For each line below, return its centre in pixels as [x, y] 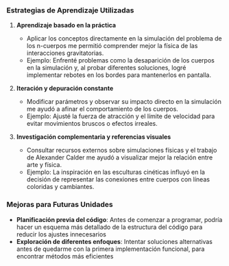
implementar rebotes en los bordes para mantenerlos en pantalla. [119, 75]
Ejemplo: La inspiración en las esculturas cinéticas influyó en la [116, 172]
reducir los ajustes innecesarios [61, 234]
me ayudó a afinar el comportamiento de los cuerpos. [103, 109]
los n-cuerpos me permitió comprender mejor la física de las [112, 46]
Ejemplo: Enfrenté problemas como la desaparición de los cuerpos [121, 60]
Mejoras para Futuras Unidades [60, 205]
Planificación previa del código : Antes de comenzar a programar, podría [119, 219]
